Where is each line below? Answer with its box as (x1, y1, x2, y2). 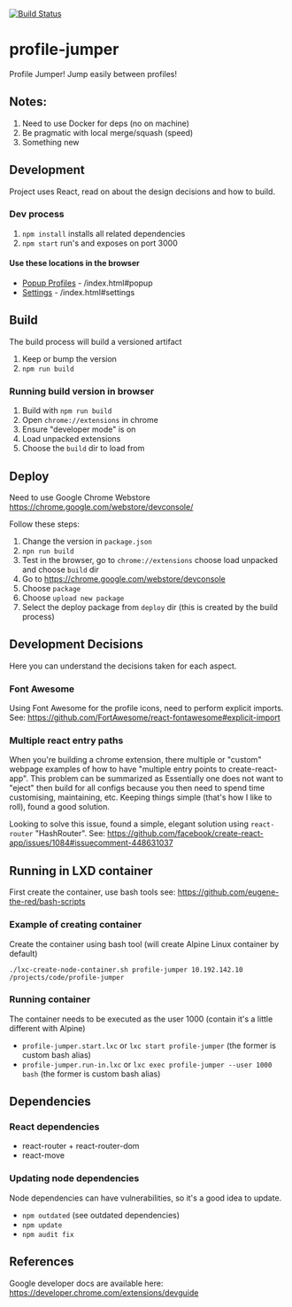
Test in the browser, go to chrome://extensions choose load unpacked (21, 554, 279, 565)
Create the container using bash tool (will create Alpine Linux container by (9, 938, 280, 949)
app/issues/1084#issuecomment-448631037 (9, 838, 174, 849)
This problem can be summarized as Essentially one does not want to (30, 773, 284, 784)
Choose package (21, 583, 81, 593)
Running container (9, 993, 91, 1006)
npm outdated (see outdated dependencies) (21, 1209, 180, 1220)
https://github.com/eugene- (177, 887, 280, 897)
